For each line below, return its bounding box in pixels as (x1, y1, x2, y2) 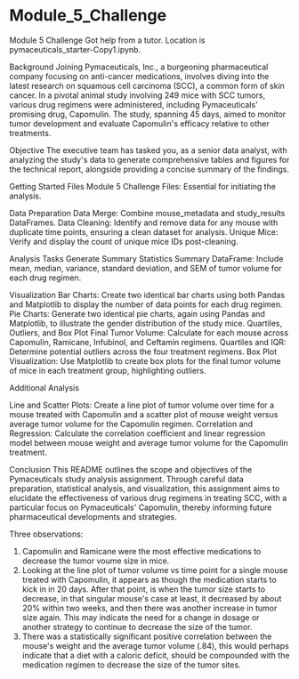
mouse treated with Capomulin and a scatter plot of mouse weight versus (9, 408, 279, 419)
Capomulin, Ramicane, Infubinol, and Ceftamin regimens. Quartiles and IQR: (9, 336, 287, 347)
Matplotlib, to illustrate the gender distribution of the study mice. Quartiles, (9, 318, 283, 328)
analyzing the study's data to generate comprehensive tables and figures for (9, 154, 290, 165)
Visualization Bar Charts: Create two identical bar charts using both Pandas (9, 289, 286, 300)
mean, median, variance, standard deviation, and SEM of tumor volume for (9, 263, 282, 273)
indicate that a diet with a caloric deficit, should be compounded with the (21, 650, 290, 660)
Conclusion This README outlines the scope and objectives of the (9, 464, 253, 474)
